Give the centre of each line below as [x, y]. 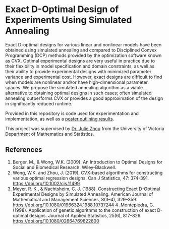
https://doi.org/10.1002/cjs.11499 [46, 183]
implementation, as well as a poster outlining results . [60, 119]
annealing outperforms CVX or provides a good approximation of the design [84, 98]
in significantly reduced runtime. [39, 103]
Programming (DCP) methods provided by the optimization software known [83, 55]
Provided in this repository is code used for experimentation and [72, 113]
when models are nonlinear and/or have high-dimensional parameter [76, 82]
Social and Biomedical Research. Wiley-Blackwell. [64, 167]
